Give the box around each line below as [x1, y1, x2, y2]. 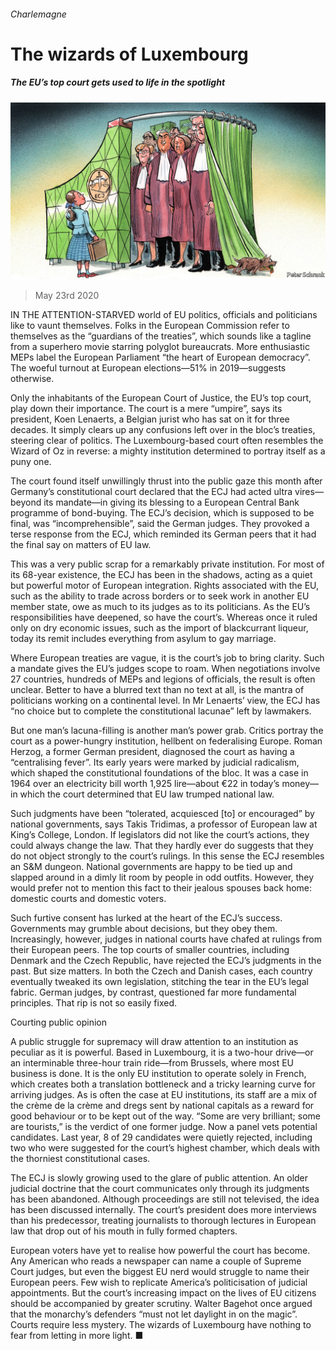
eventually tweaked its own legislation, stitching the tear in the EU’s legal [10, 976, 309, 988]
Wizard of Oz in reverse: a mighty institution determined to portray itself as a [10, 445, 326, 457]
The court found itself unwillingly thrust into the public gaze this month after [10, 475, 323, 487]
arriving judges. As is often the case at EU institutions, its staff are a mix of [10, 1089, 318, 1101]
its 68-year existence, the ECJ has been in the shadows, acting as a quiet [10, 569, 313, 581]
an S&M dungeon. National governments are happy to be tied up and [10, 861, 293, 873]
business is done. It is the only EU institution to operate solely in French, [10, 1068, 307, 1080]
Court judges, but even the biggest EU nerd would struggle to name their [10, 1266, 310, 1278]
